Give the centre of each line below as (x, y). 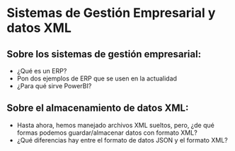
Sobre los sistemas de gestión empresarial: (104, 54)
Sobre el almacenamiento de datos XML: (98, 108)
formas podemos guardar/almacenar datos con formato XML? (107, 133)
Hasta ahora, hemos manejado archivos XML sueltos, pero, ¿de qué (116, 125)
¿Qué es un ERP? (42, 71)
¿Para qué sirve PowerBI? (54, 86)
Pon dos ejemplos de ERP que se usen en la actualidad (97, 78)
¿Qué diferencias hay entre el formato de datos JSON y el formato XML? (122, 140)
